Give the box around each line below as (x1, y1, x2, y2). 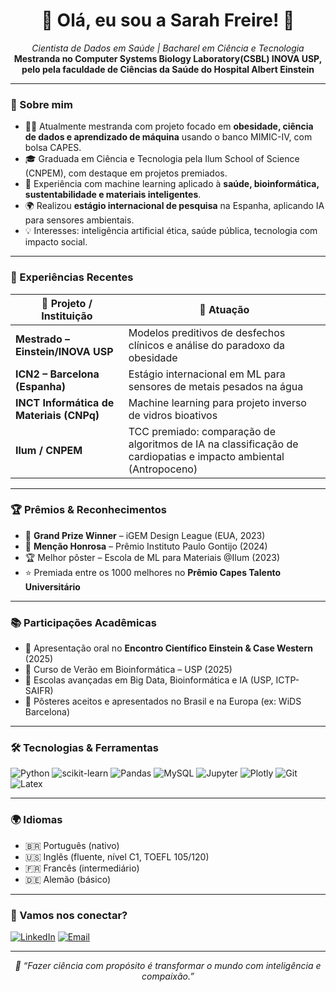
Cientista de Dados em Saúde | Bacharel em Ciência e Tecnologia (31, 42, 305, 54)
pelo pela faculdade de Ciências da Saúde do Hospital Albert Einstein (21, 63, 315, 75)
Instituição (41, 309, 93, 323)
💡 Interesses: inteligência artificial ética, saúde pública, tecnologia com (24, 225, 318, 237)
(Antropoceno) (128, 462, 198, 476)
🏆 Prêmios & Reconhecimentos (10, 503, 167, 517)
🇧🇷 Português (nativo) (24, 839, 120, 851)
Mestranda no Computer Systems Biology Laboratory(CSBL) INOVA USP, (13, 52, 323, 64)
